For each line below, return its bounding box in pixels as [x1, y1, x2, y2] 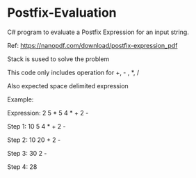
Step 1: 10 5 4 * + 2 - [7, 122, 66, 130]
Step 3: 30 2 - [7, 149, 47, 157]
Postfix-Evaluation [7, 5, 117, 21]
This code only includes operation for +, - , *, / [7, 68, 140, 76]
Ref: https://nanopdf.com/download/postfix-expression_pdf [7, 41, 178, 49]
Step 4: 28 [7, 162, 38, 171]
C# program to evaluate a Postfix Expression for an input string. [7, 28, 189, 36]
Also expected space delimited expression [7, 81, 129, 90]
